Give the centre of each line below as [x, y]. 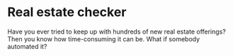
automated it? [27, 46]
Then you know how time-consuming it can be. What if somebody [104, 38]
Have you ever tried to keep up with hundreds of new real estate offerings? [117, 31]
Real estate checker [67, 12]
